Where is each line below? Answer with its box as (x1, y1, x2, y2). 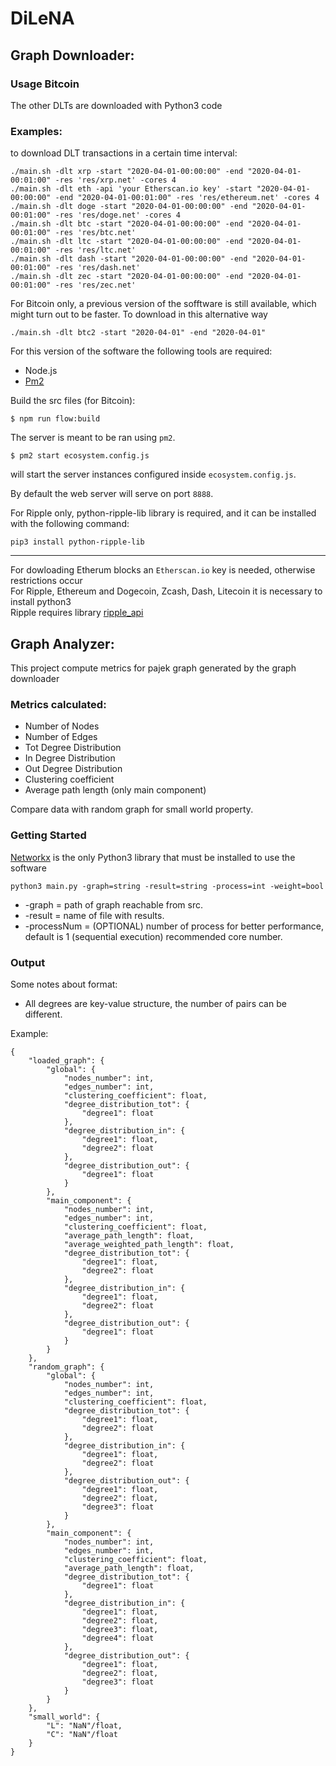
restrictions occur (10, 575, 83, 587)
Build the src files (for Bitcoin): (10, 395, 136, 407)
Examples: (10, 124, 63, 138)
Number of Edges (24, 731, 98, 743)
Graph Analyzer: (10, 635, 115, 652)
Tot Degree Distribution (24, 742, 122, 754)
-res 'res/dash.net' (54, 263, 141, 273)
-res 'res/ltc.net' (54, 245, 137, 256)
